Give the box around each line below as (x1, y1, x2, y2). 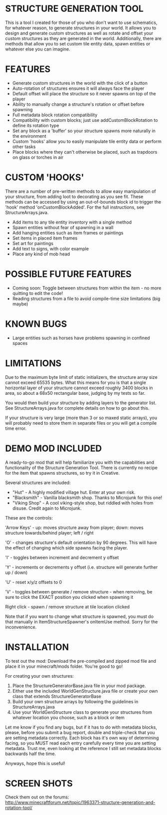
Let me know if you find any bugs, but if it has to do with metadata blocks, (5, 724, 157, 730)
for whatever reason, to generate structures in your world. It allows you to (5, 24, 157, 30)
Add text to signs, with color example (12, 246, 89, 252)
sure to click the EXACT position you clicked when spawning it (5, 594, 134, 600)
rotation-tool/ (5, 805, 32, 811)
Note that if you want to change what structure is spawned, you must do (5, 613, 154, 619)
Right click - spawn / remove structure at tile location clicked (5, 603, 130, 609)
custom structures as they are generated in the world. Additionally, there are (5, 35, 162, 41)
